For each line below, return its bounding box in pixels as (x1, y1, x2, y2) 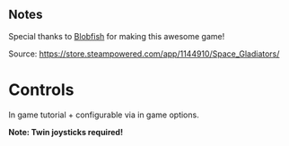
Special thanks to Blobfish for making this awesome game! (8, 30, 225, 41)
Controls (8, 80, 74, 99)
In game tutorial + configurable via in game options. (8, 109, 199, 120)
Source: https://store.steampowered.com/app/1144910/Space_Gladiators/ (8, 48, 280, 59)
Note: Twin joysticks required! (8, 126, 123, 137)
